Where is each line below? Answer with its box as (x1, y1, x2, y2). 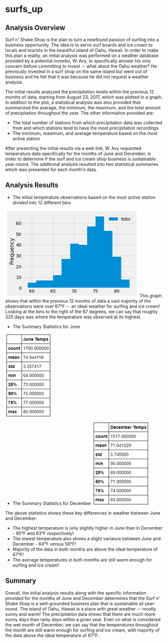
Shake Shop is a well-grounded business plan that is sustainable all (5, 601, 144, 607)
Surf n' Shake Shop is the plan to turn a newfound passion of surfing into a (5, 36, 159, 42)
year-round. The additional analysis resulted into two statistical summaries (5, 161, 158, 167)
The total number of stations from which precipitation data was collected (12, 120, 162, 125)
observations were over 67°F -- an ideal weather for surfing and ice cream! (5, 303, 160, 309)
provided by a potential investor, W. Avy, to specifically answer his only (5, 58, 151, 63)
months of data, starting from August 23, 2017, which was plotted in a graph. (5, 94, 163, 100)
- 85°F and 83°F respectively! (12, 530, 74, 536)
